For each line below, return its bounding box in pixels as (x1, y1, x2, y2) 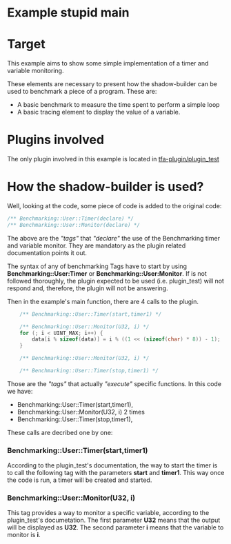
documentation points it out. (7, 248, 88, 256)
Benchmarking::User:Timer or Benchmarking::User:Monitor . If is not (7, 269, 207, 277)
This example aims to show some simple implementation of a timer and (7, 59, 209, 68)
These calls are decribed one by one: (7, 428, 113, 436)
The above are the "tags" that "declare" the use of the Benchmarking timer (7, 234, 221, 242)
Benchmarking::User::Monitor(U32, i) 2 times (17, 407, 145, 416)
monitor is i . (7, 531, 41, 539)
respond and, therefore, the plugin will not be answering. (7, 284, 168, 292)
